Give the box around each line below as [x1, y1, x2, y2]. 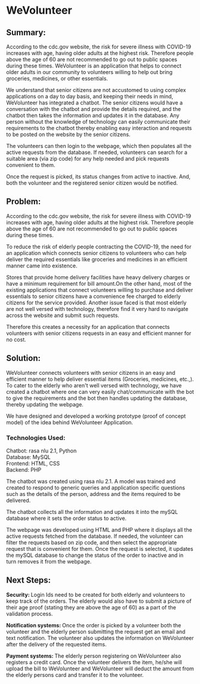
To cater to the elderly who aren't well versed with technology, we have [6, 381, 182, 389]
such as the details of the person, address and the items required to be [6, 490, 181, 497]
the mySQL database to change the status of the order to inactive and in [6, 551, 184, 559]
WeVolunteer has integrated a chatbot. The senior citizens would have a [6, 99, 183, 106]
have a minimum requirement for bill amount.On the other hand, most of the [6, 280, 192, 287]
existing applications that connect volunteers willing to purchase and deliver [6, 286, 193, 293]
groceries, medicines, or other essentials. [6, 75, 109, 82]
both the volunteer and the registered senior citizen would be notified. [6, 180, 178, 186]
